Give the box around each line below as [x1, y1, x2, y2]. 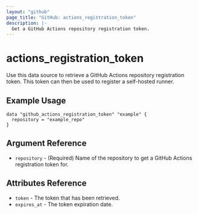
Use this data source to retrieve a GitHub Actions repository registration [6, 72, 185, 79]
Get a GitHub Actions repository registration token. [11, 25, 150, 32]
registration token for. [14, 160, 69, 168]
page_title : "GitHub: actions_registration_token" [6, 14, 136, 20]
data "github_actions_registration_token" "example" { [6, 112, 147, 118]
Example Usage [6, 95, 66, 105]
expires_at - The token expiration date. [14, 200, 113, 208]
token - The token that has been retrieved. [14, 194, 120, 201]
